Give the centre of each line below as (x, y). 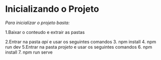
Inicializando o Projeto (52, 9)
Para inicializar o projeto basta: (37, 23)
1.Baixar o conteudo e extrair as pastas (45, 32)
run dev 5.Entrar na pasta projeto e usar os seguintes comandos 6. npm (79, 47)
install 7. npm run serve (29, 52)
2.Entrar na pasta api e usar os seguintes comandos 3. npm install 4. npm (81, 42)
